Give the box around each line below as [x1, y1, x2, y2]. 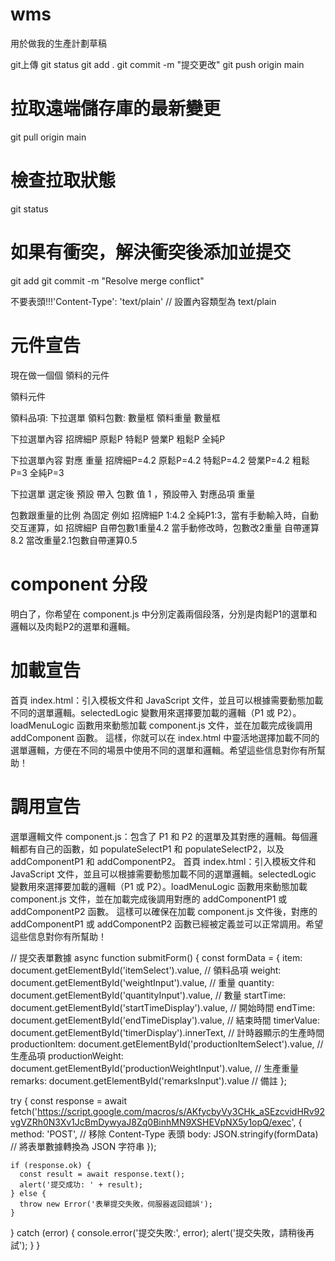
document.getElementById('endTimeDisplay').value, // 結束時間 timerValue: [10, 1014, 320, 1026]
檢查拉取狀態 [10, 169, 117, 192]
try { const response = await [10, 1094, 128, 1107]
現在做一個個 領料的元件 [10, 369, 110, 381]
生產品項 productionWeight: [10, 1049, 124, 1062]
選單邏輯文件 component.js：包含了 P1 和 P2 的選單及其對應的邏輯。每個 [10, 830, 310, 842]
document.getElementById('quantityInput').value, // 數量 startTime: [10, 989, 287, 1001]
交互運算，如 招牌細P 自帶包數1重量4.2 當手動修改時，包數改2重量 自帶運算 [10, 521, 320, 533]
